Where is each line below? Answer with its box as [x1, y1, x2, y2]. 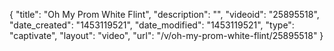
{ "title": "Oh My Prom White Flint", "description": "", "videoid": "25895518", [9, 9, 320, 20]
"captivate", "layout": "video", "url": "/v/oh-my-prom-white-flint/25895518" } [9, 30, 324, 41]
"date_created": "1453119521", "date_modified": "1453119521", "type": [9, 19, 295, 31]
